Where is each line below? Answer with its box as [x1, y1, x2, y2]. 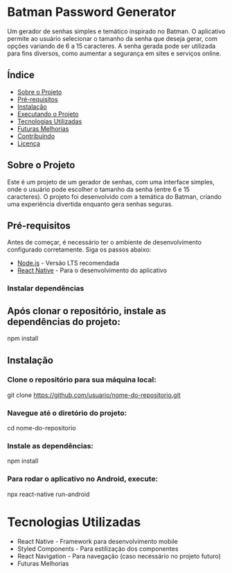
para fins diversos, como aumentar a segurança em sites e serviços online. [7, 49, 222, 58]
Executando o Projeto [17, 109, 79, 118]
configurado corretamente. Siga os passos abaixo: [7, 245, 152, 254]
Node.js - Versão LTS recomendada [17, 259, 120, 267]
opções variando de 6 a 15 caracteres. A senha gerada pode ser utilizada [7, 42, 216, 50]
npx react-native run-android [7, 490, 90, 498]
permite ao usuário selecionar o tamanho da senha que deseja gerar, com [7, 34, 218, 42]
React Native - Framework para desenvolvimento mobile [17, 537, 178, 545]
